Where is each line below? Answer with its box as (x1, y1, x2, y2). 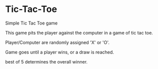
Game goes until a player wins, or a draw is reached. (5, 49, 114, 55)
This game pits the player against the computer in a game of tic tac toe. (5, 29, 153, 35)
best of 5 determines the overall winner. (5, 58, 88, 64)
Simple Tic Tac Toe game (5, 20, 58, 26)
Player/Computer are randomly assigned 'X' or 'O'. (5, 39, 110, 45)
